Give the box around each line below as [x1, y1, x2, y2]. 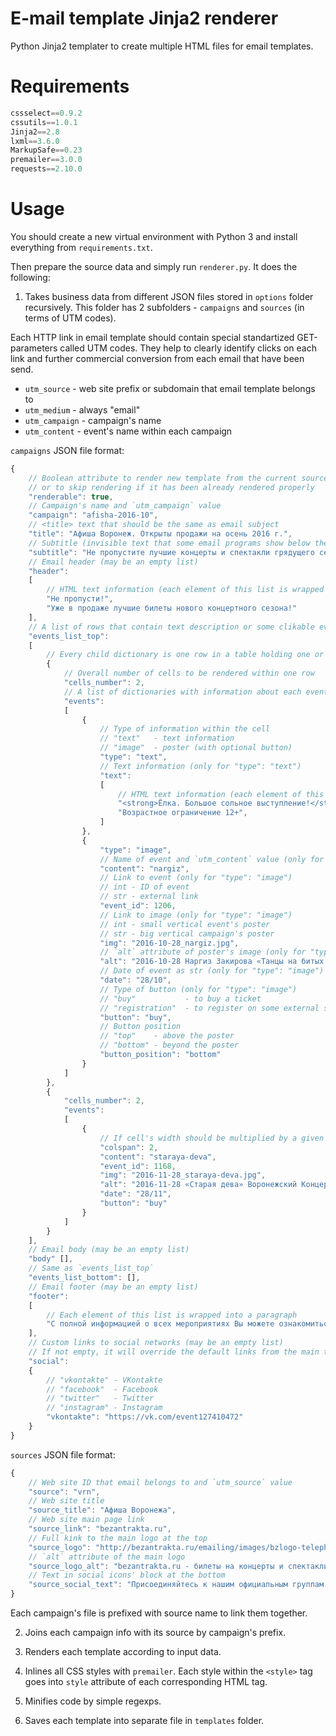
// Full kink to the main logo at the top [28, 1533, 208, 1543]
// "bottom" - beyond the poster [99, 1040, 240, 1051]
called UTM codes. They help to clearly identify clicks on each [59, 342, 317, 354]
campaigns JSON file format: [10, 444, 125, 456]
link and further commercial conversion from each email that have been [10, 352, 305, 364]
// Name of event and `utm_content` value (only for [99, 854, 325, 864]
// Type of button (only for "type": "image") [99, 984, 298, 994]
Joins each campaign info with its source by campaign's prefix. [24, 1627, 287, 1639]
